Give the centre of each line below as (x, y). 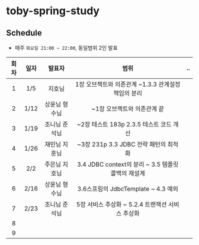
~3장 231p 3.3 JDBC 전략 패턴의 (121, 144)
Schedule (24, 33)
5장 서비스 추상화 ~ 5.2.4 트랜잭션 (121, 204)
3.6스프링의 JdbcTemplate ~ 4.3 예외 (128, 189)
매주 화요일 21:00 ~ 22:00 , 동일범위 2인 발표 (66, 48)
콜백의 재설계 (128, 173)
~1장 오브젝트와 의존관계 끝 (128, 109)
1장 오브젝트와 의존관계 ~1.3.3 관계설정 (128, 84)
